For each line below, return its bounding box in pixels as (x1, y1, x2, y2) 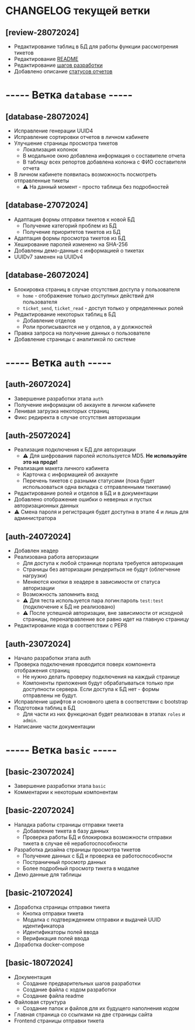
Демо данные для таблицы (13, 871, 82, 878)
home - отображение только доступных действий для (22, 292, 154, 299)
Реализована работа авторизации (13, 553, 99, 560)
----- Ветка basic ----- (5, 743, 117, 757)
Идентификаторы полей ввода (22, 928, 99, 936)
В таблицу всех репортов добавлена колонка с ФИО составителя (22, 158, 186, 165)
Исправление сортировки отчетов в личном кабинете (13, 134, 149, 140)
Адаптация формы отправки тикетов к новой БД (13, 216, 135, 223)
